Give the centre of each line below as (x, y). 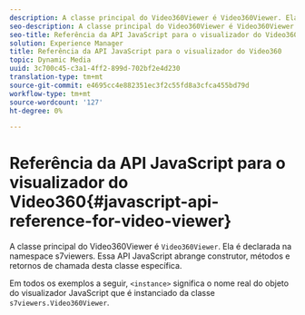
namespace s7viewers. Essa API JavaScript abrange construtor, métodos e (150, 256)
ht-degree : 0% (36, 111)
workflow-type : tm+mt (50, 94)
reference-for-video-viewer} (121, 221)
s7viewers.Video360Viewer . (59, 303)
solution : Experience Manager (67, 43)
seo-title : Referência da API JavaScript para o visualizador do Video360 (154, 34)
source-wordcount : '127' (56, 102)
